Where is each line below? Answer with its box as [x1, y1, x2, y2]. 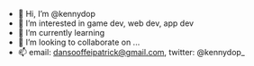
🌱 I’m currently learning [17, 28, 105, 37]
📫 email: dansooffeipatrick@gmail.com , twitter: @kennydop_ [17, 47, 245, 57]
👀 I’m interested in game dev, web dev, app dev [17, 18, 195, 29]
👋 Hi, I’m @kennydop [17, 9, 96, 19]
